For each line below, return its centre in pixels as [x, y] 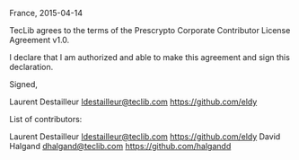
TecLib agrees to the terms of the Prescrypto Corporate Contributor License [150, 30]
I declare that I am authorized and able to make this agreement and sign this [149, 57]
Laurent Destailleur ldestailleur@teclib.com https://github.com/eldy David [145, 137]
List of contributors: [46, 119]
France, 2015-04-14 [46, 13]
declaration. [31, 67]
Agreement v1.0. [40, 40]
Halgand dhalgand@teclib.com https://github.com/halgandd [120, 146]
